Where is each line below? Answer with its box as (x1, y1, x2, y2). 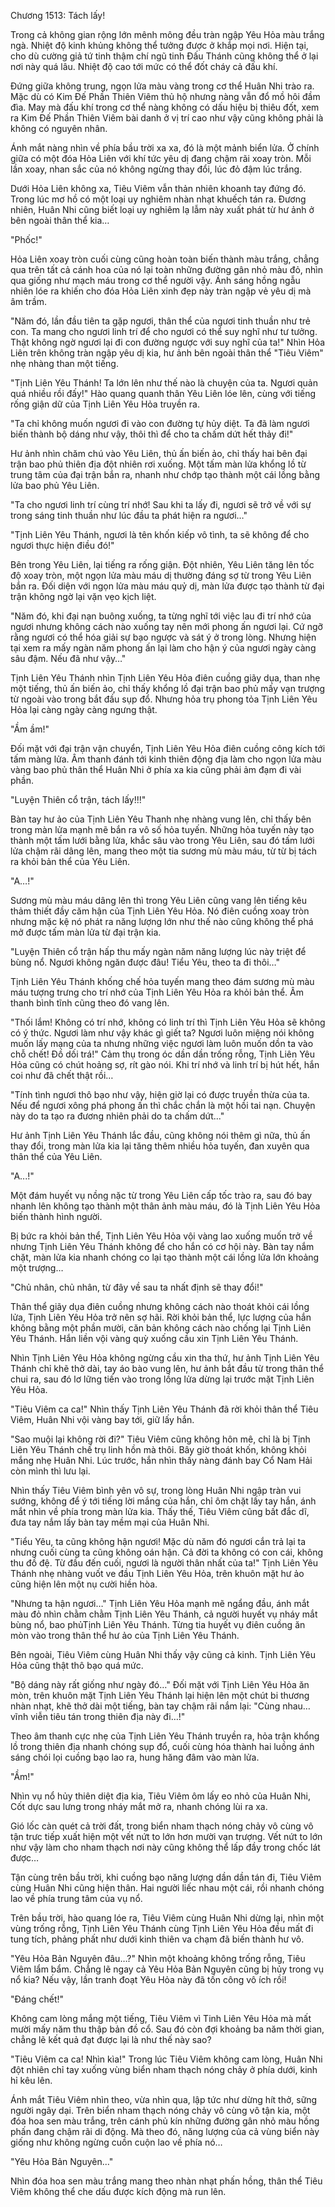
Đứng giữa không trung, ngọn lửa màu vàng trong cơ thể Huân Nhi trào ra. (10, 80, 315, 92)
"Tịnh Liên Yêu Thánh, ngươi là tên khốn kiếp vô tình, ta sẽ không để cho (10, 529, 310, 540)
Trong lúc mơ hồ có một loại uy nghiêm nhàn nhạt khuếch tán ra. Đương (10, 193, 307, 205)
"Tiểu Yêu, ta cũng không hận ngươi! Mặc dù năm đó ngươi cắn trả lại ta (10, 1536, 307, 1547)
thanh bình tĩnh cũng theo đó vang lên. (10, 997, 170, 1009)
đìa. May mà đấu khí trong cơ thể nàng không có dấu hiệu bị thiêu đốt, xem (10, 101, 320, 113)
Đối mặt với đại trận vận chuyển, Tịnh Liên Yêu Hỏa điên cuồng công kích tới (10, 743, 326, 754)
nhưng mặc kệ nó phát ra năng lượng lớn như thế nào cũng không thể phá (10, 916, 314, 927)
